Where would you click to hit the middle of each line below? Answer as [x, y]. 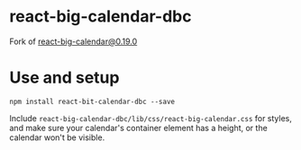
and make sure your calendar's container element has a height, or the [138, 128]
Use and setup [64, 78]
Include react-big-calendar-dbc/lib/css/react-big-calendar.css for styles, [151, 118]
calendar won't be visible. [57, 137]
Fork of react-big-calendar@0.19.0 [73, 41]
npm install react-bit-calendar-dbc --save [92, 101]
